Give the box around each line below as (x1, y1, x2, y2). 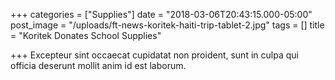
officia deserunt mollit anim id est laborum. (10, 60, 187, 71)
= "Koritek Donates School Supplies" (10, 30, 162, 41)
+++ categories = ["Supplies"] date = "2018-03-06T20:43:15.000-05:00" (10, 9, 313, 20)
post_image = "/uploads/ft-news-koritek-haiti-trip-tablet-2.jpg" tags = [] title (10, 19, 325, 31)
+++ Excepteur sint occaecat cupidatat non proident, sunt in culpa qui (10, 49, 299, 61)
